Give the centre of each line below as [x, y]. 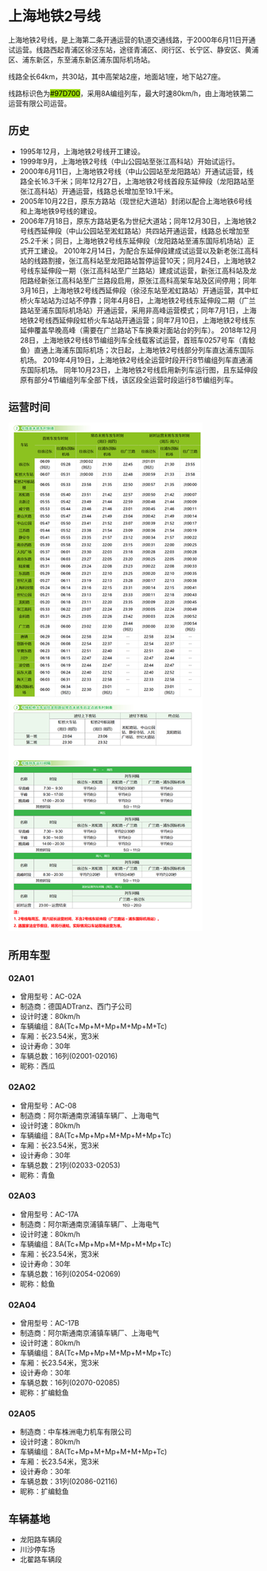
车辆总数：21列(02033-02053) [70, 1165]
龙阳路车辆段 [41, 1540]
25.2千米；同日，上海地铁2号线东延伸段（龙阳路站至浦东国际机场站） [133, 241]
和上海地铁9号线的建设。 [60, 210]
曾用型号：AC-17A [49, 1214]
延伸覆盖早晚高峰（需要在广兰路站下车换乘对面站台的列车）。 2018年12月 [138, 330]
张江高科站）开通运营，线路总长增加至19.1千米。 [99, 191]
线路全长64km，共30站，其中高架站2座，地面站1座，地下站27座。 [116, 76]
